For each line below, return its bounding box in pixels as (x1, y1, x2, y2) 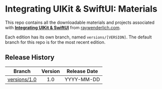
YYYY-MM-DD (64, 76, 100, 83)
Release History (5, 53, 55, 62)
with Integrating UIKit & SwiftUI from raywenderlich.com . (5, 24, 121, 30)
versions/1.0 (7, 76, 37, 83)
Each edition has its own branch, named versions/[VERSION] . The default (5, 34, 152, 40)
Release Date (67, 68, 98, 74)
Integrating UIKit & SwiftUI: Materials (5, 3, 158, 15)
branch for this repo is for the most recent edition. (5, 39, 106, 45)
